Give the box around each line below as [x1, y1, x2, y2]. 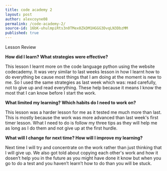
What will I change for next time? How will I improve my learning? [5, 135, 143, 141]
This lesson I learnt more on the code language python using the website [5, 63, 155, 69]
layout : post [5, 12, 32, 17]
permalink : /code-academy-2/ [5, 21, 66, 26]
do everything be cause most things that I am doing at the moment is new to [5, 74, 162, 80]
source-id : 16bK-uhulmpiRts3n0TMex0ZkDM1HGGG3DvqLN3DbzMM [5, 26, 128, 31]
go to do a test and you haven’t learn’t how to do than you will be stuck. [5, 161, 152, 166]
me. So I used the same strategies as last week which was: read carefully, [5, 79, 157, 85]
